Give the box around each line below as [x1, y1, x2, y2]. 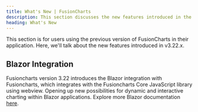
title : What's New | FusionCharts [6, 8, 92, 15]
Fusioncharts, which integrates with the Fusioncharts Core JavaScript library [6, 81, 193, 88]
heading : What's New [6, 19, 57, 25]
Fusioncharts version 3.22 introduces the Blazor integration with [6, 75, 163, 82]
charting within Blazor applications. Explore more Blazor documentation [6, 94, 180, 101]
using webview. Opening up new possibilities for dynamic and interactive [6, 87, 184, 94]
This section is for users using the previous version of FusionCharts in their [6, 36, 189, 43]
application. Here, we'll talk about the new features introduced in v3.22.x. [6, 42, 185, 49]
